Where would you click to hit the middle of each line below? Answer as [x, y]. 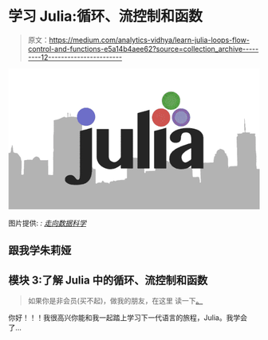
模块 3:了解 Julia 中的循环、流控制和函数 [108, 280]
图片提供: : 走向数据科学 [47, 223]
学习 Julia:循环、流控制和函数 [106, 16]
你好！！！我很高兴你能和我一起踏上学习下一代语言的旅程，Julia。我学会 [128, 318]
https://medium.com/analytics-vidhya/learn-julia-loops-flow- [149, 40]
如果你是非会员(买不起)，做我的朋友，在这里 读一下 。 [115, 301]
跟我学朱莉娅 [40, 250]
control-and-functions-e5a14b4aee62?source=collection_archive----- [143, 49]
